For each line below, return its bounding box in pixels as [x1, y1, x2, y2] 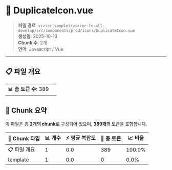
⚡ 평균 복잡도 [66, 134, 96, 141]
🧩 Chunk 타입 [8, 135, 40, 142]
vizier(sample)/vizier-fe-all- [38, 23, 105, 28]
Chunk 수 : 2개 [17, 40, 48, 46]
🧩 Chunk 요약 [5, 106, 47, 115]
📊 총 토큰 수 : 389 [8, 85, 49, 92]
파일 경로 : [17, 22, 37, 28]
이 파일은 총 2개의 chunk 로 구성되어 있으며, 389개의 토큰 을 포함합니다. [5, 121, 147, 127]
